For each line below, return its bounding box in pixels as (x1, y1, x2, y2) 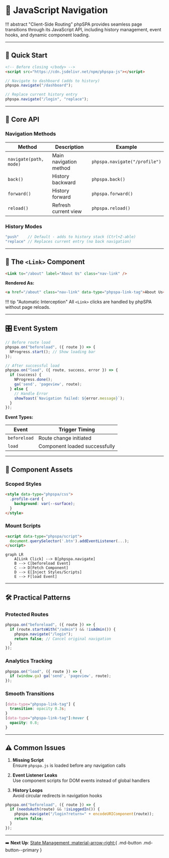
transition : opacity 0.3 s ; (10, 706, 66, 711)
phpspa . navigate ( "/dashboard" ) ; (5, 83, 73, 88)
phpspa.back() (92, 176, 126, 182)
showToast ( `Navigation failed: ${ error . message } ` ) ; (14, 396, 125, 401)
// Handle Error (14, 391, 49, 396)
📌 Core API (5, 115, 39, 124)
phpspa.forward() (92, 191, 133, 197)
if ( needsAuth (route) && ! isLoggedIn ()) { (10, 807, 100, 812)
